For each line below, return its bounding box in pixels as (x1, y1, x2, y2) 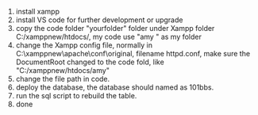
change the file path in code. (15, 75, 110, 83)
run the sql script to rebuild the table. (15, 91, 137, 100)
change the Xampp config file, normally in (15, 40, 153, 50)
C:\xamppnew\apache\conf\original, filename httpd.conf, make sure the (15, 49, 251, 58)
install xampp (15, 7, 60, 16)
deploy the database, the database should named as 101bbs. (15, 82, 214, 92)
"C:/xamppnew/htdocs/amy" (15, 66, 110, 75)
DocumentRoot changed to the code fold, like (15, 57, 164, 67)
